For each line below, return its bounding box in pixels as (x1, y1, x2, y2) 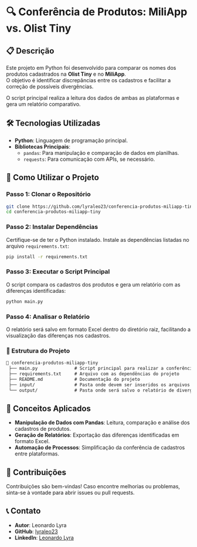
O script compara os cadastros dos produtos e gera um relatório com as (6, 281, 181, 288)
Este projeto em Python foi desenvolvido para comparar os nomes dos (6, 65, 176, 71)
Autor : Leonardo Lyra (14, 521, 67, 529)
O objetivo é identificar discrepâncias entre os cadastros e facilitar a (6, 77, 171, 83)
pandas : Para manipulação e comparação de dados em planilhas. (23, 149, 179, 156)
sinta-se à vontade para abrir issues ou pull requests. (6, 489, 135, 497)
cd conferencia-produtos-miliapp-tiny (6, 209, 101, 215)
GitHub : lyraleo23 (14, 528, 58, 535)
